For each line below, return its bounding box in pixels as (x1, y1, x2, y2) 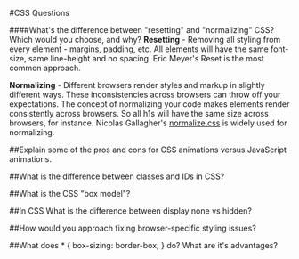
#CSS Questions (9, 8, 69, 18)
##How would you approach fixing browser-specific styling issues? (9, 223, 256, 233)
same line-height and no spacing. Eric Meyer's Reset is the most (28, 53, 264, 63)
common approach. (9, 62, 82, 73)
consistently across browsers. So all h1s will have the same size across (9, 109, 269, 118)
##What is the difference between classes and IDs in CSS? (9, 171, 225, 182)
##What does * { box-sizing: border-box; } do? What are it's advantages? (9, 240, 279, 250)
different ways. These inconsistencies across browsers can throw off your (9, 89, 281, 100)
